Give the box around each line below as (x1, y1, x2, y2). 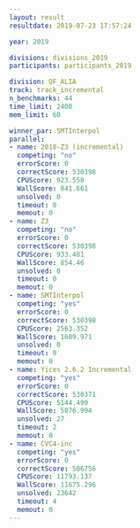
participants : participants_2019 (9, 61, 132, 71)
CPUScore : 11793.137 (17, 472, 92, 481)
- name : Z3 (9, 217, 49, 226)
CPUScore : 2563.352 (17, 324, 89, 333)
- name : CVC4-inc (9, 439, 73, 448)
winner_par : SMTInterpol (9, 126, 100, 136)
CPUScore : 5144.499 (17, 398, 89, 408)
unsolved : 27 (17, 415, 65, 423)
